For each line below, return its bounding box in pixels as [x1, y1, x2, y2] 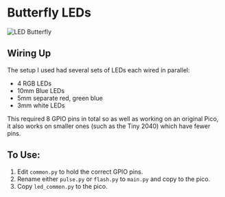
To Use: [7, 149, 40, 161]
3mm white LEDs [16, 101, 65, 110]
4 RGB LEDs [16, 79, 52, 87]
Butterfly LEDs [7, 5, 91, 21]
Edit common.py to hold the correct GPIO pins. [16, 167, 143, 176]
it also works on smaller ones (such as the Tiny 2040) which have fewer [7, 122, 211, 130]
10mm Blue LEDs [16, 86, 65, 94]
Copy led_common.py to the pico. [16, 182, 108, 190]
